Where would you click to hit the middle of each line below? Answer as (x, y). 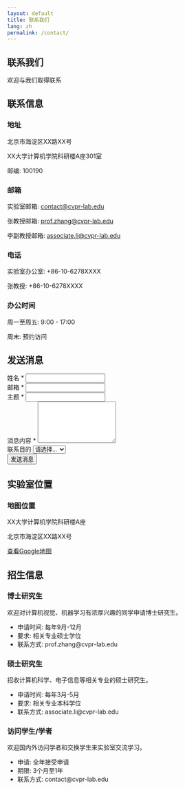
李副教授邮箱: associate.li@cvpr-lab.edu (64, 236)
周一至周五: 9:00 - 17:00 (41, 322)
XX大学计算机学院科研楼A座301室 (54, 156)
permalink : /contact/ (38, 33)
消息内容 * (22, 441)
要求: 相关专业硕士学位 (49, 635)
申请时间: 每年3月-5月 (48, 694)
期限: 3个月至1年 (40, 771)
